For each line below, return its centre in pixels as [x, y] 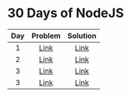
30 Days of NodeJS [66, 13]
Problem [46, 36]
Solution [82, 36]
